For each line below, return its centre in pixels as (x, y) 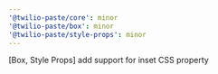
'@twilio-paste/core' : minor (63, 18)
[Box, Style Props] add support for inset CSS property (109, 60)
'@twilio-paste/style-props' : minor (77, 34)
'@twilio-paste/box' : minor (62, 26)
